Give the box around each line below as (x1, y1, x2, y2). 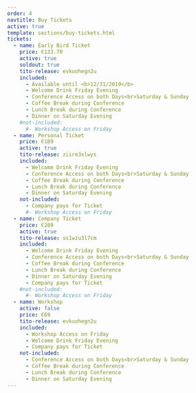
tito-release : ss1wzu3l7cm (19, 234, 97, 241)
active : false (19, 305, 60, 312)
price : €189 (19, 139, 54, 145)
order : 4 (7, 10, 32, 17)
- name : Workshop (13, 299, 63, 305)
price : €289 (19, 221, 54, 228)
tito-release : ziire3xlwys (19, 151, 97, 159)
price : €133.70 (19, 49, 63, 56)
